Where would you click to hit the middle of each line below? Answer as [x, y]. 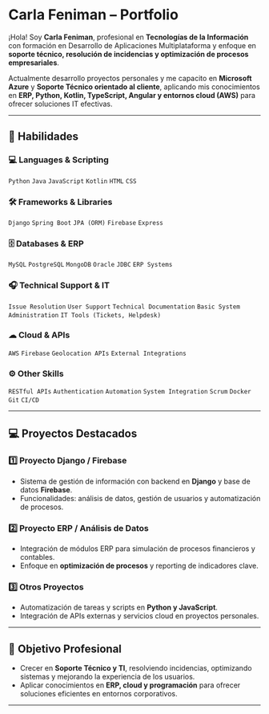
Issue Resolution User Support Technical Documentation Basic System [124, 307]
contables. [37, 557]
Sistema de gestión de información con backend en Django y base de [135, 481]
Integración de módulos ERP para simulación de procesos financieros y [138, 549]
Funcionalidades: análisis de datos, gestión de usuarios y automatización [140, 498]
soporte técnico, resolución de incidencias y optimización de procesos [128, 54]
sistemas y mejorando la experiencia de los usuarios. [107, 677]
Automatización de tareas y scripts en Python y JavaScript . [119, 607]
